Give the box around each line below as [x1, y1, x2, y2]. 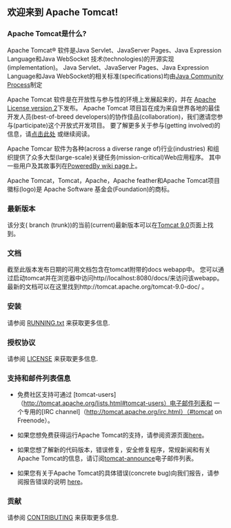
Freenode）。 [17, 416, 54, 424]
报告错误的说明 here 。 [23, 478, 87, 486]
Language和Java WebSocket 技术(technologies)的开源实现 [7, 55, 174, 63]
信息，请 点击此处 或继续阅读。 [7, 130, 94, 138]
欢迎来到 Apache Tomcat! [7, 6, 119, 19]
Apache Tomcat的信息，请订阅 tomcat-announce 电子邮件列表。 [17, 454, 198, 462]
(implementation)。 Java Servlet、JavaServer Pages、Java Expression [7, 63, 209, 71]
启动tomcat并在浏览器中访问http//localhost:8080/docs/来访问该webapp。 [12, 274, 223, 282]
